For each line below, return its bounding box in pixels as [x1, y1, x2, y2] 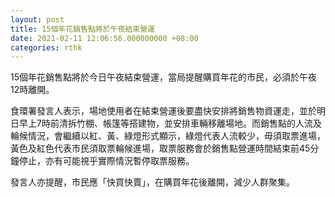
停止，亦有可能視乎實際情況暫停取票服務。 [18, 155, 195, 167]
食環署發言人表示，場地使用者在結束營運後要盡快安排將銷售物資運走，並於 [10, 105, 317, 117]
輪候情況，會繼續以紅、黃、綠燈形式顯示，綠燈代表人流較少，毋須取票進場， [10, 130, 326, 142]
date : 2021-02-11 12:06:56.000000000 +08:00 [10, 33, 199, 43]
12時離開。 [10, 84, 55, 96]
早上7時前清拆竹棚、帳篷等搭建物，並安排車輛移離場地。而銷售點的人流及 [18, 117, 322, 130]
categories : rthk [10, 42, 83, 53]
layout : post [10, 14, 65, 25]
